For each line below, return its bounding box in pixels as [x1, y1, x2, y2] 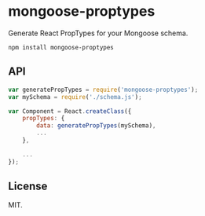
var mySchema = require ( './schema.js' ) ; [8, 93, 143, 101]
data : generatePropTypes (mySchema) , [36, 122, 156, 130]
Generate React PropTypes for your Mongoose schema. [8, 28, 189, 38]
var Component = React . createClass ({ [8, 107, 132, 115]
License [8, 180, 48, 193]
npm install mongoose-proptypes [8, 43, 114, 51]
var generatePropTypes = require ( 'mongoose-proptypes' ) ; [8, 86, 199, 93]
